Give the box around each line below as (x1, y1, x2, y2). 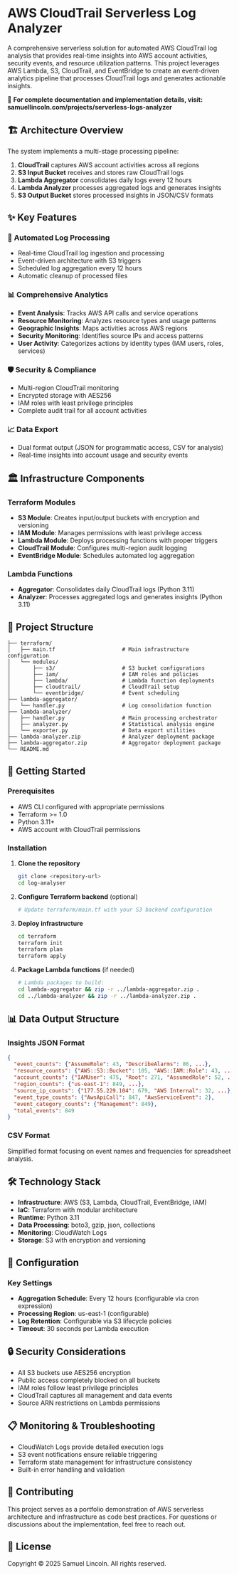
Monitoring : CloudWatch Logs (17, 1228, 107, 1237)
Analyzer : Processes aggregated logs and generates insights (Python (17, 593, 223, 601)
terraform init (17, 939, 63, 947)
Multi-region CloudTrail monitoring (17, 384, 119, 392)
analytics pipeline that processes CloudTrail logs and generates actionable (7, 73, 226, 83)
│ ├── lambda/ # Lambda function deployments (7, 678, 215, 685)
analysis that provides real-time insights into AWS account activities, (7, 51, 208, 60)
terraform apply (17, 952, 66, 960)
